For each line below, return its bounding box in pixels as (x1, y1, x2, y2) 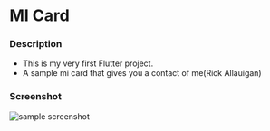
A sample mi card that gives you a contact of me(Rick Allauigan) (22, 68, 262, 79)
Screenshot (9, 90, 62, 103)
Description (9, 38, 63, 51)
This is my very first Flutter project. (22, 58, 154, 69)
